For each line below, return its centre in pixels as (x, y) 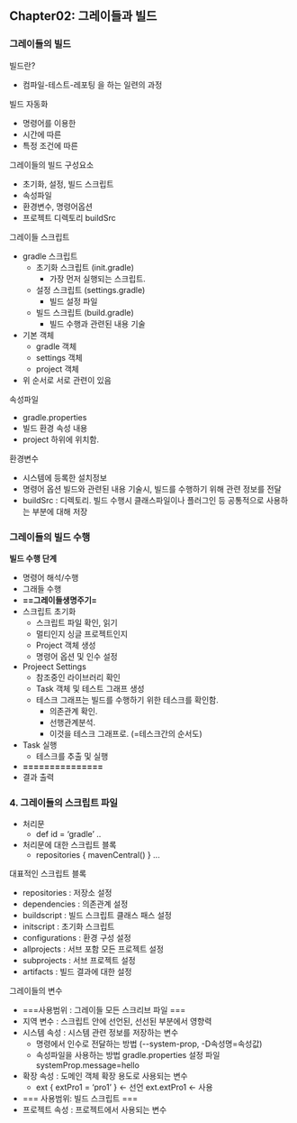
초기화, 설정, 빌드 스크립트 (68, 184)
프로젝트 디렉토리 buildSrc (69, 217)
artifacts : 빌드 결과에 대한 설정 (77, 971)
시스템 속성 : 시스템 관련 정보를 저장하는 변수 (100, 1033)
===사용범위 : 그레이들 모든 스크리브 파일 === (104, 1010)
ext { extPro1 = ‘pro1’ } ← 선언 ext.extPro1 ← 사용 (124, 1087)
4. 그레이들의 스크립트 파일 (64, 803)
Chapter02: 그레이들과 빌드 (83, 16)
